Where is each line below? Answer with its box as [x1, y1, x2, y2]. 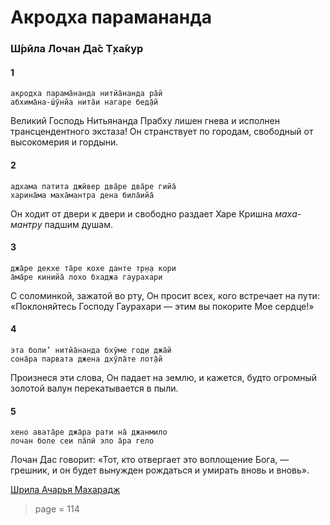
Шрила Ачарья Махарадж [10, 484, 121, 496]
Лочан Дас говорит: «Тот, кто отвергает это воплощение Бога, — [10, 454, 290, 466]
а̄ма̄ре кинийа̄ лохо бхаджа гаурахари [10, 272, 163, 282]
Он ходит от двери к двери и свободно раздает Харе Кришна [10, 207, 273, 220]
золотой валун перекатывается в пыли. [10, 382, 179, 394]
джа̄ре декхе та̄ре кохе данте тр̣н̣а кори [10, 263, 177, 273]
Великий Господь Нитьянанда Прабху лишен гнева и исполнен [10, 115, 280, 127]
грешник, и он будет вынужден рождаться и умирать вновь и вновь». [10, 464, 310, 476]
